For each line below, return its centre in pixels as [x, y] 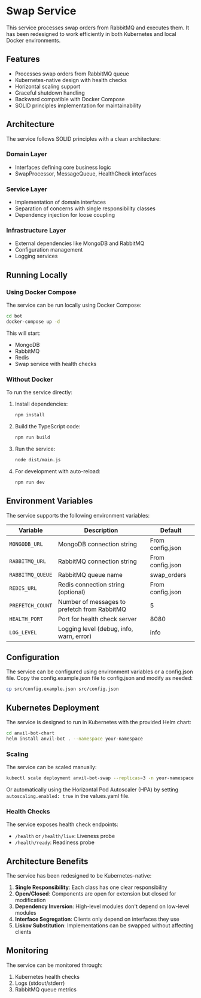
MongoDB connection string [98, 544]
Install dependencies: [41, 404]
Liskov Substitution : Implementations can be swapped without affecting [104, 926]
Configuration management [49, 250]
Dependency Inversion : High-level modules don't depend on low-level [102, 906]
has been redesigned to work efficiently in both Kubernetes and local [91, 34]
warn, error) [75, 636]
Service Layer [27, 189]
